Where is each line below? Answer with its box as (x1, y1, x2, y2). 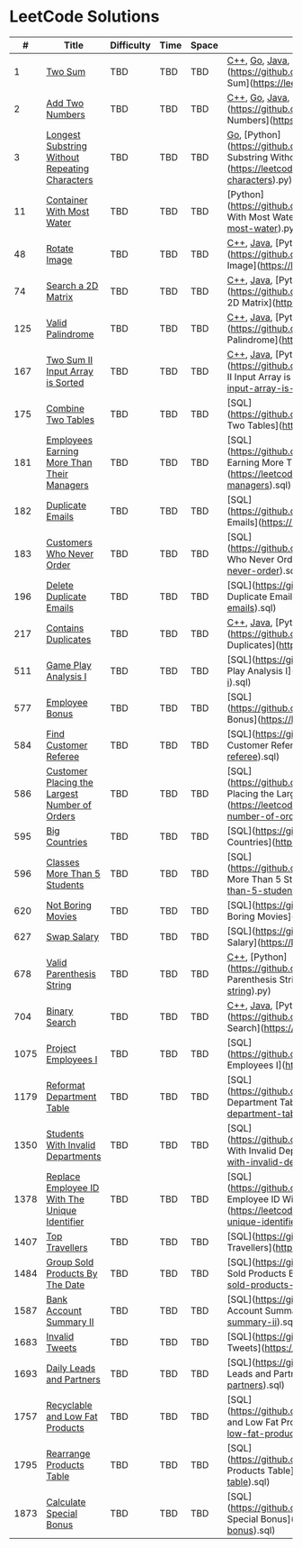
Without (46, 150, 80, 163)
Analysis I (46, 669, 87, 682)
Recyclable (46, 1398, 93, 1411)
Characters (46, 173, 93, 186)
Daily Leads (46, 1361, 96, 1374)
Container (46, 194, 88, 206)
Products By (46, 1267, 98, 1279)
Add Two (46, 96, 84, 109)
